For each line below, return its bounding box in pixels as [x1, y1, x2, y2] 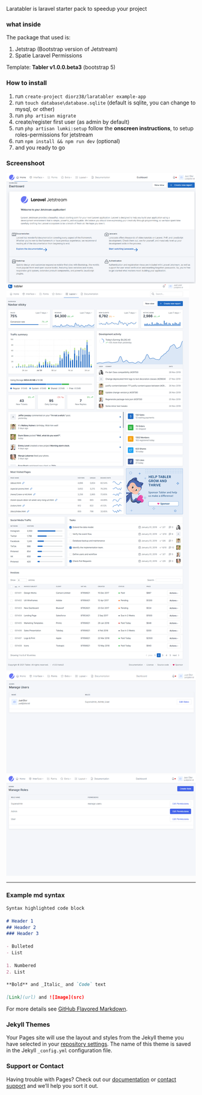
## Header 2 [6, 924, 36, 930]
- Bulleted [6, 943, 34, 950]
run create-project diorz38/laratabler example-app [14, 92, 146, 100]
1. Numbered [6, 962, 36, 968]
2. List [6, 969, 26, 975]
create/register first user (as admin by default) [14, 118, 130, 126]
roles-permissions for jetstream [14, 131, 93, 138]
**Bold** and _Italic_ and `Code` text [6, 982, 106, 988]
